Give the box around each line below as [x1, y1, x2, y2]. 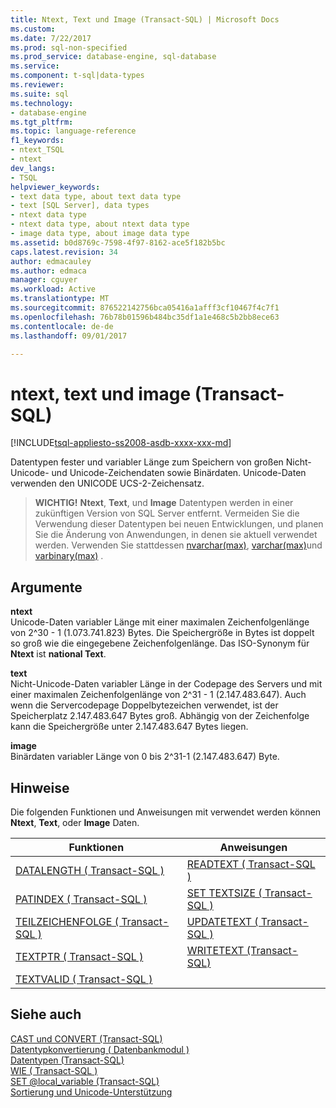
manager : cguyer [10, 275, 78, 285]
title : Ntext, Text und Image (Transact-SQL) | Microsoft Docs [10, 14, 280, 25]
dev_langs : [10, 163, 56, 173]
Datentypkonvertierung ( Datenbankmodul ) [10, 1043, 190, 1055]
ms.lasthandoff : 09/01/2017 [10, 331, 128, 341]
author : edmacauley [10, 256, 92, 266]
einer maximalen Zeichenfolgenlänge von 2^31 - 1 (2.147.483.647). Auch [10, 689, 307, 701]
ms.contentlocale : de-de [10, 321, 114, 331]
